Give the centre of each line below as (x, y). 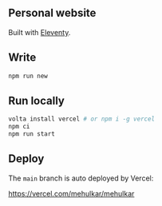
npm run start (32, 134)
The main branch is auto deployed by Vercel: (81, 178)
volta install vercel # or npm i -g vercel (82, 119)
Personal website (52, 13)
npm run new (28, 76)
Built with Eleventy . (40, 32)
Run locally (37, 100)
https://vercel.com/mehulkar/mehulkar (71, 193)
